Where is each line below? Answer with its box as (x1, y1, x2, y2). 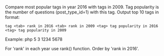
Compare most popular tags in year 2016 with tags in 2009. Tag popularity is (5, 4, 159, 10)
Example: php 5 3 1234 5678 (5, 36, 62, 42)
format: (5, 14, 20, 20)
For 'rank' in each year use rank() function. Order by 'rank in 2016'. (5, 46, 139, 51)
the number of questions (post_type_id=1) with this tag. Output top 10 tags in (5, 9, 159, 15)
